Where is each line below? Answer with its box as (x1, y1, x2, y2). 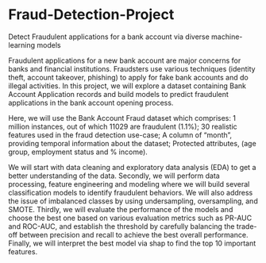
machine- (211, 32, 243, 41)
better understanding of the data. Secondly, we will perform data (8, 171, 220, 180)
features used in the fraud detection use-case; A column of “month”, (8, 130, 233, 140)
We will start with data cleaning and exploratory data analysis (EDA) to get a (8, 162, 256, 172)
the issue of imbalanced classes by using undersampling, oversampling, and (8, 196, 258, 206)
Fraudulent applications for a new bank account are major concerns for (8, 56, 241, 65)
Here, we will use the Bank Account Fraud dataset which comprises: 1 (8, 113, 237, 122)
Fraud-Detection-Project (8, 6, 175, 24)
